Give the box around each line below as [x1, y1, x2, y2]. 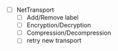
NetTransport [16, 6, 54, 14]
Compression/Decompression [26, 29, 111, 37]
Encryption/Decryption [26, 21, 91, 29]
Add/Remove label [26, 14, 79, 22]
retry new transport [26, 37, 82, 45]
